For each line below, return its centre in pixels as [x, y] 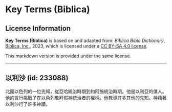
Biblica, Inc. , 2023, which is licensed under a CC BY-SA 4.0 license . [77, 46]
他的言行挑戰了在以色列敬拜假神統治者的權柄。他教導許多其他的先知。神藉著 [86, 98]
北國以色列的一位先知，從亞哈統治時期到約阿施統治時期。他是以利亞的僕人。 [86, 91]
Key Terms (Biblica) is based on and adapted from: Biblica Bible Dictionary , [85, 40]
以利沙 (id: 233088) [37, 78]
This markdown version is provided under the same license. [68, 56]
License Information [38, 28]
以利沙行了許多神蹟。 [28, 104]
